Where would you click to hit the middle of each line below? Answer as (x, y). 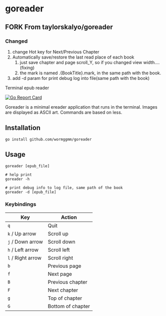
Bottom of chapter (69, 306)
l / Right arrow (25, 257)
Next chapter (63, 290)
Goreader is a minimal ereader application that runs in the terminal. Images (81, 107)
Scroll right (60, 257)
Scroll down (62, 242)
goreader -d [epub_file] (31, 192)
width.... (151, 62)
